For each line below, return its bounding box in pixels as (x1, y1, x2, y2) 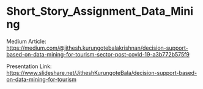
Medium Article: (6, 37, 46, 45)
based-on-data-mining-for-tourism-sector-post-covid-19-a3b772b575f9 (6, 50, 190, 58)
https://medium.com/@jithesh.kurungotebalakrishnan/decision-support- (6, 44, 188, 52)
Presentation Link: (6, 63, 52, 70)
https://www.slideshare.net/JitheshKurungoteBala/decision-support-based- (6, 69, 197, 76)
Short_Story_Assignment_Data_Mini (6, 4, 194, 18)
